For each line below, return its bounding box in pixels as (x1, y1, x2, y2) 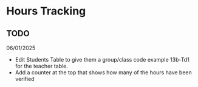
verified (15, 76, 35, 82)
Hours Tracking (6, 4, 86, 18)
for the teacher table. (15, 62, 69, 69)
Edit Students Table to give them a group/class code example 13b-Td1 (15, 56, 189, 63)
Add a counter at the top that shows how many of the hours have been (15, 69, 193, 76)
